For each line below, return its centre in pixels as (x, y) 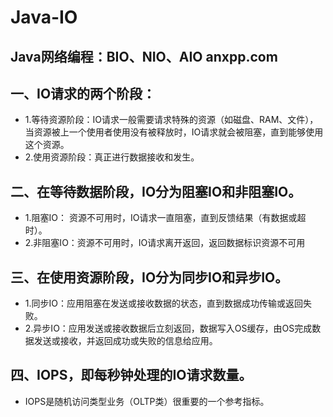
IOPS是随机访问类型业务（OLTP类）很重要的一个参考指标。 (147, 401)
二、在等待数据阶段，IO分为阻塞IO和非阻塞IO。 (156, 191)
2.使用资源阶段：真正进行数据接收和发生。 (112, 157)
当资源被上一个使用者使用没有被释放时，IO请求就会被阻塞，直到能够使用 (174, 132)
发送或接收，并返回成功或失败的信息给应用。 (125, 341)
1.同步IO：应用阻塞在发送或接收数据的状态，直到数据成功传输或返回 (163, 303)
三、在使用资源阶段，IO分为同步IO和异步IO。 (149, 277)
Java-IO (44, 17)
